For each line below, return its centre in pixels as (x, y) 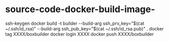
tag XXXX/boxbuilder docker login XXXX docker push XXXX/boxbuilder (80, 34)
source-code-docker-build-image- (80, 9)
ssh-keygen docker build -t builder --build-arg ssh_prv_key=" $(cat (75, 23)
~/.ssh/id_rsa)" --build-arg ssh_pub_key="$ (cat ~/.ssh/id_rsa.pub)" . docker (85, 28)
